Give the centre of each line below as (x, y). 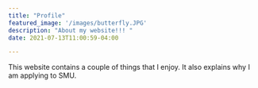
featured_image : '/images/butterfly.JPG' (78, 23)
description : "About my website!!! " (71, 30)
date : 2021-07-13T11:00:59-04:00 (64, 38)
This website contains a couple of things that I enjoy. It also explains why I (129, 67)
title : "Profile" (37, 15)
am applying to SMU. (42, 75)
